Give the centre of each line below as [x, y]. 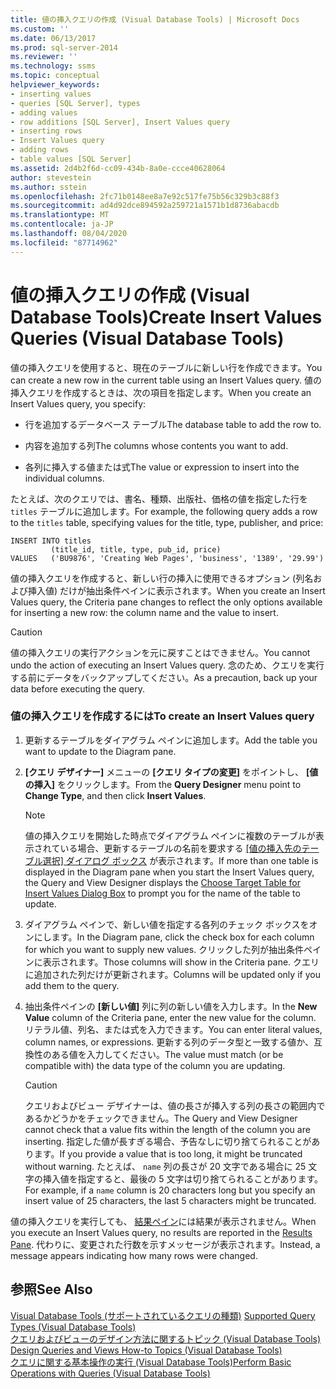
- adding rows [40, 150]
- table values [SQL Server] [71, 159]
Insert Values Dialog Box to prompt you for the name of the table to [162, 893]
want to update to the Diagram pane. [100, 751]
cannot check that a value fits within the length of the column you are [167, 1129]
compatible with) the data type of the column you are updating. [155, 1065]
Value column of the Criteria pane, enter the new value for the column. [170, 1017]
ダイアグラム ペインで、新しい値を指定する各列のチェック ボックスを [167, 924]
